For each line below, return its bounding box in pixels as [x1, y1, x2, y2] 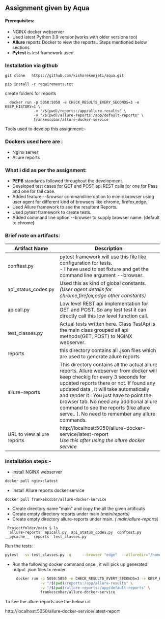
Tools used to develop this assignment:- [5, 126, 86, 132]
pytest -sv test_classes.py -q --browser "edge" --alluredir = [5, 552, 148, 557]
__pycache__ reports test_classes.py [5, 534, 87, 539]
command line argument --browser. [59, 272, 144, 278]
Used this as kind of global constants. [59, 279, 146, 286]
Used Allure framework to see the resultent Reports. [12, 204, 118, 210]
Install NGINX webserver [12, 469, 62, 475]
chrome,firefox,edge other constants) [59, 292, 146, 299]
